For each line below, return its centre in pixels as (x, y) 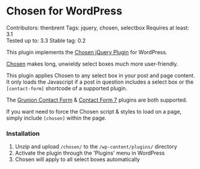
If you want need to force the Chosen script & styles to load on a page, (94, 111)
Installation (23, 134)
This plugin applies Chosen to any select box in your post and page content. (101, 75)
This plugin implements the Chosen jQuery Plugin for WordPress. (87, 52)
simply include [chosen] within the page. (56, 118)
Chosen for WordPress (64, 11)
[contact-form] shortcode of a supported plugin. (67, 88)
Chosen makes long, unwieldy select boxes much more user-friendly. (92, 64)
